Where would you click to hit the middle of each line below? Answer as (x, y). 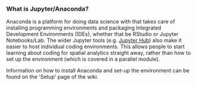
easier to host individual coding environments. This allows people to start (96, 47)
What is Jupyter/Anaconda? (47, 9)
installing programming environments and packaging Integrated (84, 28)
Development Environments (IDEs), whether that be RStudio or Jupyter (93, 34)
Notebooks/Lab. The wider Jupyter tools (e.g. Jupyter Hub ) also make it (94, 41)
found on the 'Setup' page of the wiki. (53, 77)
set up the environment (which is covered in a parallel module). (83, 59)
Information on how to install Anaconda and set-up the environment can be (98, 71)
